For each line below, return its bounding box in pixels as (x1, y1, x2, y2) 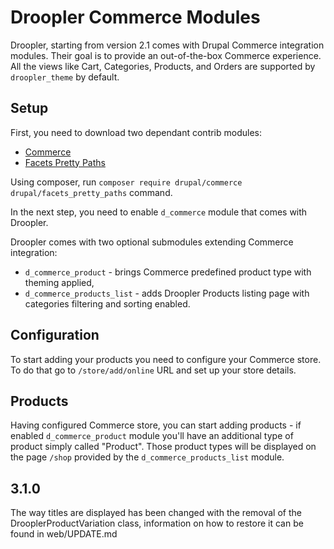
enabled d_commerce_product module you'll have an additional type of (10, 430, 294, 442)
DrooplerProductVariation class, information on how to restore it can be (10, 517, 304, 530)
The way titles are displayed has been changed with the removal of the (10, 507, 302, 519)
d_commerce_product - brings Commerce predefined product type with (24, 266, 312, 278)
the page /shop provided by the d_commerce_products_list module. (10, 451, 285, 463)
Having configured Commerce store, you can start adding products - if (10, 419, 302, 431)
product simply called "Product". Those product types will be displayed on (10, 441, 317, 453)
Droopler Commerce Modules (10, 6, 261, 29)
